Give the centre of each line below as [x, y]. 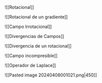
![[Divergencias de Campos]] [34, 36]
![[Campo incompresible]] [31, 55]
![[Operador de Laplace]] [30, 65]
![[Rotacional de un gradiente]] [36, 17]
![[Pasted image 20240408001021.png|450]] [51, 75]
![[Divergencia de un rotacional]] [38, 46]
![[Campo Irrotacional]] [28, 26]
